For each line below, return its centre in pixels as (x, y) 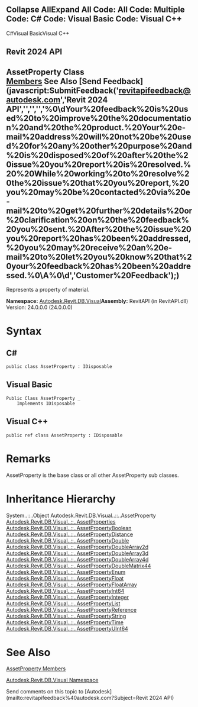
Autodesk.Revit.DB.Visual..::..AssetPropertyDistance (70, 534)
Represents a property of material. (48, 290)
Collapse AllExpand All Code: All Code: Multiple (95, 10)
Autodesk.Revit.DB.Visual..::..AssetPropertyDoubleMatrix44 (79, 566)
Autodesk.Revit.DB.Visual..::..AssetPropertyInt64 (65, 590)
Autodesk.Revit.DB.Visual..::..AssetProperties (61, 522)
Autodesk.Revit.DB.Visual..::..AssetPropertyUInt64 (67, 628)
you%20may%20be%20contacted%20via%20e (98, 192)
